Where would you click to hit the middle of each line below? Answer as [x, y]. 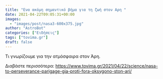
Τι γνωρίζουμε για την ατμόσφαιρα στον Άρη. [53, 56]
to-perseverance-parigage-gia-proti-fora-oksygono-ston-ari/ [68, 71]
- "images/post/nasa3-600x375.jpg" [47, 24]
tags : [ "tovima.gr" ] [27, 38]
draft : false [19, 42]
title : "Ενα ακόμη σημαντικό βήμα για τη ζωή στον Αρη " [66, 10]
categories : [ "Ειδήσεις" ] [32, 33]
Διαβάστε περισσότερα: [30, 66]
